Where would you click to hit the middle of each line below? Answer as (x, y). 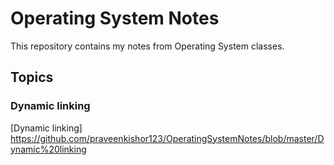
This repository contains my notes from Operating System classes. (147, 46)
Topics (32, 77)
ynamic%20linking (48, 149)
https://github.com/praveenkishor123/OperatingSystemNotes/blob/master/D (167, 138)
